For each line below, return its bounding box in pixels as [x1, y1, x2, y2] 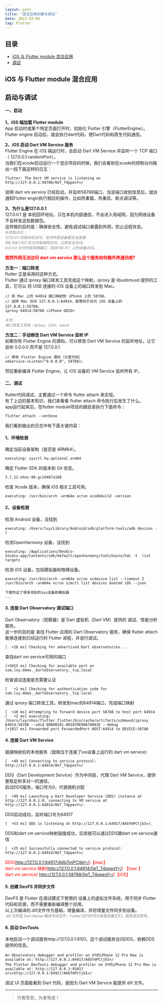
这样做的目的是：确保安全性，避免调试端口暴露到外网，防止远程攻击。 [5, 224, 146, 230]
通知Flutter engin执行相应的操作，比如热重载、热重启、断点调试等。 [5, 195, 141, 201]
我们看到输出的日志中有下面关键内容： [5, 423, 81, 428]
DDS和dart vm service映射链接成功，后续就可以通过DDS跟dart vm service [5, 830, 154, 836]
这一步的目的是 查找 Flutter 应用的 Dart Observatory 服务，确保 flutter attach [5, 629, 158, 635]
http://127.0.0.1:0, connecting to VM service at [5, 798, 108, 803]
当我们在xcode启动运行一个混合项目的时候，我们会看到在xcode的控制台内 [5, 160, 153, 166]
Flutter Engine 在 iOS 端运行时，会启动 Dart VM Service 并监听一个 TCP [5, 148, 148, 154]
